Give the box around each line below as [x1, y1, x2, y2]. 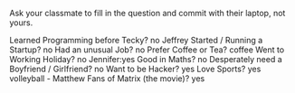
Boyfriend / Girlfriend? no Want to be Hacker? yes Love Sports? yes [9, 63, 262, 74]
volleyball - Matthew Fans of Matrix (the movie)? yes [9, 73, 205, 84]
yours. [9, 17, 33, 28]
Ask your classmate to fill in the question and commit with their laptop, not [9, 8, 286, 18]
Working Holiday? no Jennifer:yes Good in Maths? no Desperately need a [9, 54, 282, 64]
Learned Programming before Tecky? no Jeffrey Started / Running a [9, 35, 263, 45]
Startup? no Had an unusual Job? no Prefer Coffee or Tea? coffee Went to [9, 44, 285, 55]
